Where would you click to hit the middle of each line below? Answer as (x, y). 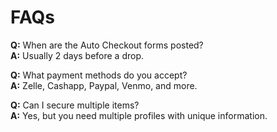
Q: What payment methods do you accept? (99, 75)
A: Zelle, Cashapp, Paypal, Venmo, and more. (104, 85)
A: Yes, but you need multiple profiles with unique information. (139, 115)
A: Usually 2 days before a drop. (77, 55)
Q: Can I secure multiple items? (75, 105)
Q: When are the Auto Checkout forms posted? (107, 45)
